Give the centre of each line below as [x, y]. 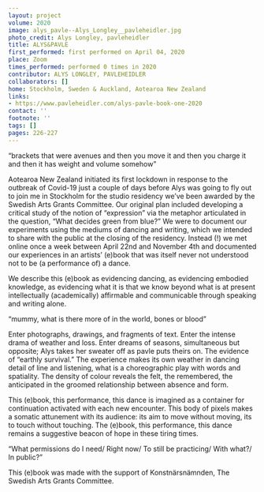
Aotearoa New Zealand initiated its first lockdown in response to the [118, 179]
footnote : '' [30, 118]
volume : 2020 [30, 23]
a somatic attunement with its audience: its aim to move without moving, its [130, 416]
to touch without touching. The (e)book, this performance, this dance [120, 425]
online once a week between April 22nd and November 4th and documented [132, 246]
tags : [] [22, 126]
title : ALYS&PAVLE [38, 45]
